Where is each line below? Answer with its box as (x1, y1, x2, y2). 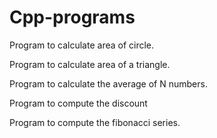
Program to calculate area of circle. (9, 39, 155, 51)
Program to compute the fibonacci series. (9, 116, 181, 128)
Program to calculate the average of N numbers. (9, 77, 208, 90)
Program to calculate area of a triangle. (9, 58, 171, 70)
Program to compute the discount (9, 97, 148, 109)
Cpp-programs (9, 6, 136, 29)
